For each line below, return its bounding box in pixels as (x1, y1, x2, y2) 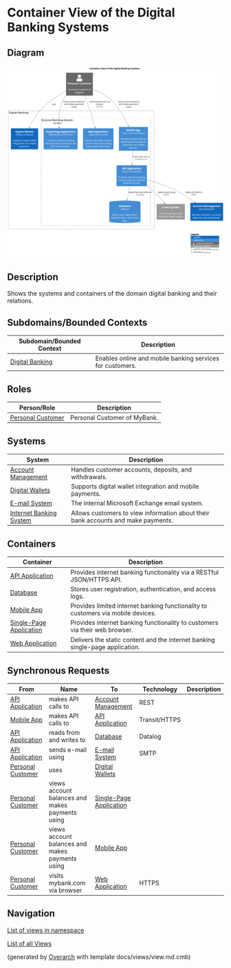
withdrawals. (71, 472, 108, 481)
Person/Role (19, 404, 56, 412)
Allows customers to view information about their (71, 509, 210, 517)
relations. (7, 297, 34, 305)
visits (48, 871, 64, 879)
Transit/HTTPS (139, 715, 181, 723)
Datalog (139, 732, 162, 740)
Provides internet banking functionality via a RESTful (70, 568, 219, 576)
